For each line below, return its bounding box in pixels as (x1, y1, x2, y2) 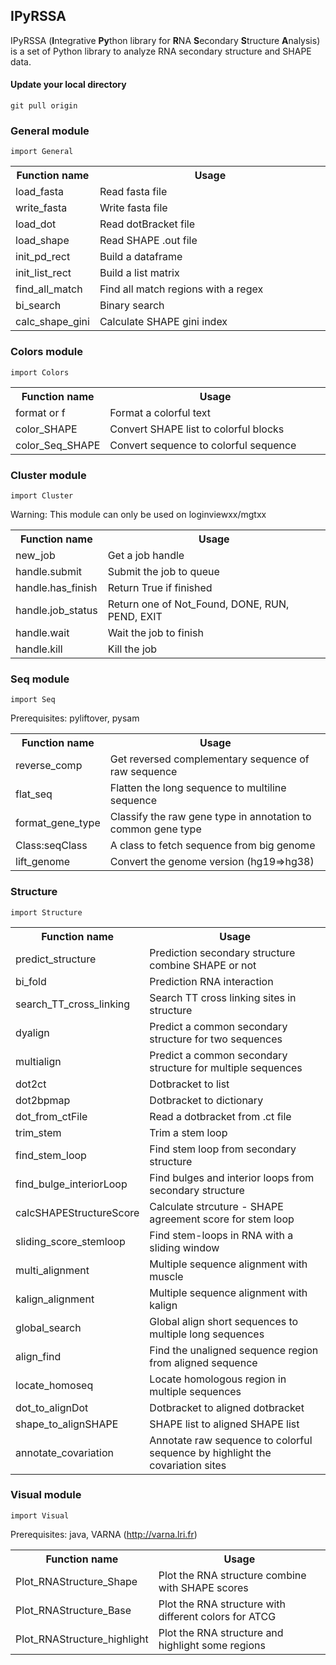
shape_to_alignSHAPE (15, 1417, 119, 1431)
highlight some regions (158, 1638, 266, 1652)
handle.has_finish (15, 580, 98, 594)
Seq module (10, 672, 70, 686)
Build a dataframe (99, 250, 183, 264)
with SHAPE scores (158, 1580, 249, 1594)
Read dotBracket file (99, 217, 196, 231)
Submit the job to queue (107, 564, 220, 578)
